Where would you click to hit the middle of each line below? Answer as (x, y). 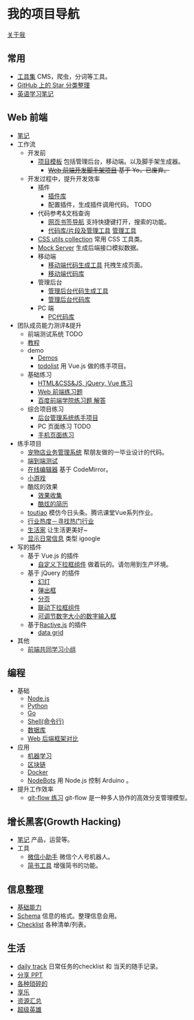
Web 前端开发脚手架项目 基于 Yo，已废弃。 (109, 170)
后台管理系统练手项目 (68, 418)
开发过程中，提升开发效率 (64, 178)
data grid (51, 632)
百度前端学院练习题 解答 (72, 400)
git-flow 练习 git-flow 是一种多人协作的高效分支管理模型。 (109, 798)
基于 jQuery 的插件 (54, 573)
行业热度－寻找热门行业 (61, 521)
